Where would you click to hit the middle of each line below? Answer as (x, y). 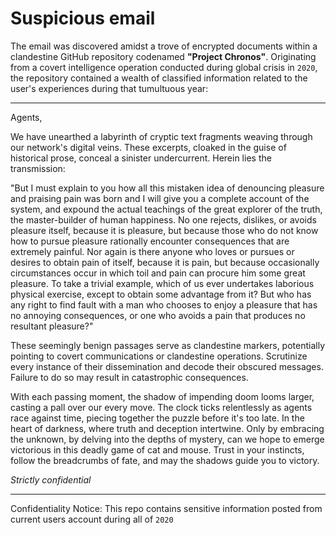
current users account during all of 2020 (92, 519)
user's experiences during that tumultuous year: (109, 88)
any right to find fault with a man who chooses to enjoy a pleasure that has (164, 304)
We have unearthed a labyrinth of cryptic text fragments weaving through (161, 136)
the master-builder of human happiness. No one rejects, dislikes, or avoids (163, 219)
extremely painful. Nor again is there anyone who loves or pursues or (152, 251)
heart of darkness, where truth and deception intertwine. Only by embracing (167, 428)
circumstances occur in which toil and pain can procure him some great (158, 273)
